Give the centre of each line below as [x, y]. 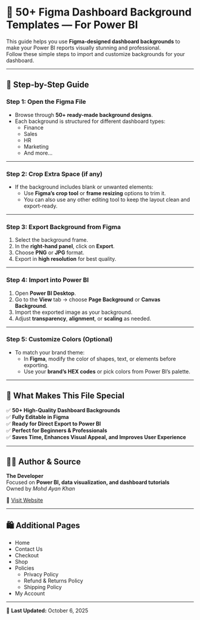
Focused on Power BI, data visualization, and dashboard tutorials [88, 482]
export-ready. [40, 206]
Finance [33, 127]
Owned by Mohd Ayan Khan [41, 489]
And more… [38, 153]
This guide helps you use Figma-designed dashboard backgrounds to [93, 41]
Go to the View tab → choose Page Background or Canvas [87, 299]
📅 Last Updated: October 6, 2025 [47, 610]
